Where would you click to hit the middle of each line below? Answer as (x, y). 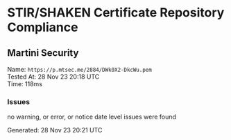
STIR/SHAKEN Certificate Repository (116, 13)
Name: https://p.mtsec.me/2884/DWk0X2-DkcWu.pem (80, 69)
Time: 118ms (25, 84)
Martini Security (43, 53)
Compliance (43, 27)
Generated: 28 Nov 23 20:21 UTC (55, 130)
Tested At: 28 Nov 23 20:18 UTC (53, 77)
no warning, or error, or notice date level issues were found (92, 117)
